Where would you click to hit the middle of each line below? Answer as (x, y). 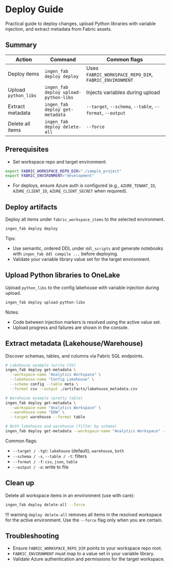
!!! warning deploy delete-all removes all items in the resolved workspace (83, 514)
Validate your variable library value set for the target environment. (82, 259)
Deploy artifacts (31, 207)
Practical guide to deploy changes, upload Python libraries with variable (81, 23)
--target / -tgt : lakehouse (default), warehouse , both (68, 451)
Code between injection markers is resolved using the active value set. (87, 322)
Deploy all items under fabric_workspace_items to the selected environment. (85, 219)
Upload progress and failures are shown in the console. (70, 327)
